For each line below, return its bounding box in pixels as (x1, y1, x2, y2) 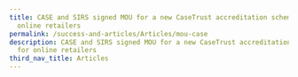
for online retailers (17, 46, 98, 55)
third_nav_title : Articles (9, 54, 109, 63)
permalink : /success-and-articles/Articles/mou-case (9, 29, 208, 38)
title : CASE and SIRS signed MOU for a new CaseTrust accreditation (9, 12, 268, 22)
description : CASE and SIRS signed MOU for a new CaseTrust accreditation (9, 37, 292, 47)
